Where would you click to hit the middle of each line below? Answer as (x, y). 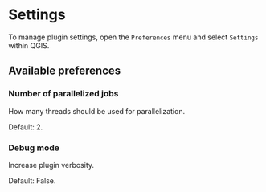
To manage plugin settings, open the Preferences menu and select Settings (133, 37)
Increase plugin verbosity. (51, 165)
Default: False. (32, 180)
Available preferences (65, 71)
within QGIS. (29, 45)
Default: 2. (26, 127)
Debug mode (34, 148)
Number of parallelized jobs (63, 94)
